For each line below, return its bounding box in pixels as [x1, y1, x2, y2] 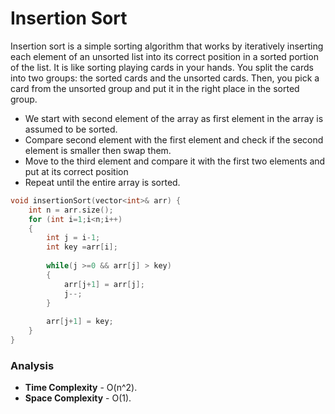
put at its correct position [24, 165, 129, 177]
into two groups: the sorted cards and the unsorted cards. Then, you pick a [10, 72, 320, 84]
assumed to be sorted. [24, 123, 118, 135]
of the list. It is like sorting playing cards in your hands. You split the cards [10, 61, 314, 73]
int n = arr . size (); [28, 205, 114, 215]
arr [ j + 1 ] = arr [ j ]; [63, 279, 145, 289]
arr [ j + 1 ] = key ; [46, 317, 114, 327]
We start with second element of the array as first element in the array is [24, 112, 324, 124]
